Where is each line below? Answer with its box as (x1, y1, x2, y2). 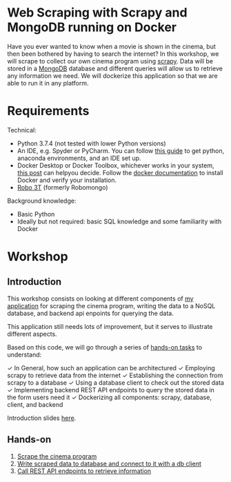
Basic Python (17, 210, 55, 218)
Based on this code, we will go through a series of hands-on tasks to (7, 343, 202, 351)
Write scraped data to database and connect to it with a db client (17, 459, 202, 468)
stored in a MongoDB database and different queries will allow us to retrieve (7, 64, 223, 72)
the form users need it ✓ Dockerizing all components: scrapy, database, (7, 393, 212, 401)
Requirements (7, 103, 90, 119)
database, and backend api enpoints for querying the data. (7, 309, 174, 317)
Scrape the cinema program (17, 452, 97, 460)
